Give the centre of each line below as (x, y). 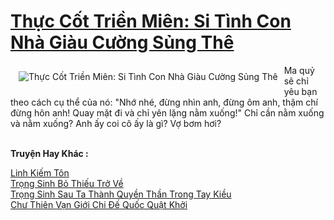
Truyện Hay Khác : (49, 153)
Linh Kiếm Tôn (40, 172)
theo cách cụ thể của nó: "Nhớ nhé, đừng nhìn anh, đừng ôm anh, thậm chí (164, 102)
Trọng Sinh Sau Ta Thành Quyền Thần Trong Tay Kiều (121, 194)
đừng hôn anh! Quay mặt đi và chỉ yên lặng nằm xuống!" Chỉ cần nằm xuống (167, 112)
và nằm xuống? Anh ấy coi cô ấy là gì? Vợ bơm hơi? (116, 123)
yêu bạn (300, 91)
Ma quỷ (299, 70)
